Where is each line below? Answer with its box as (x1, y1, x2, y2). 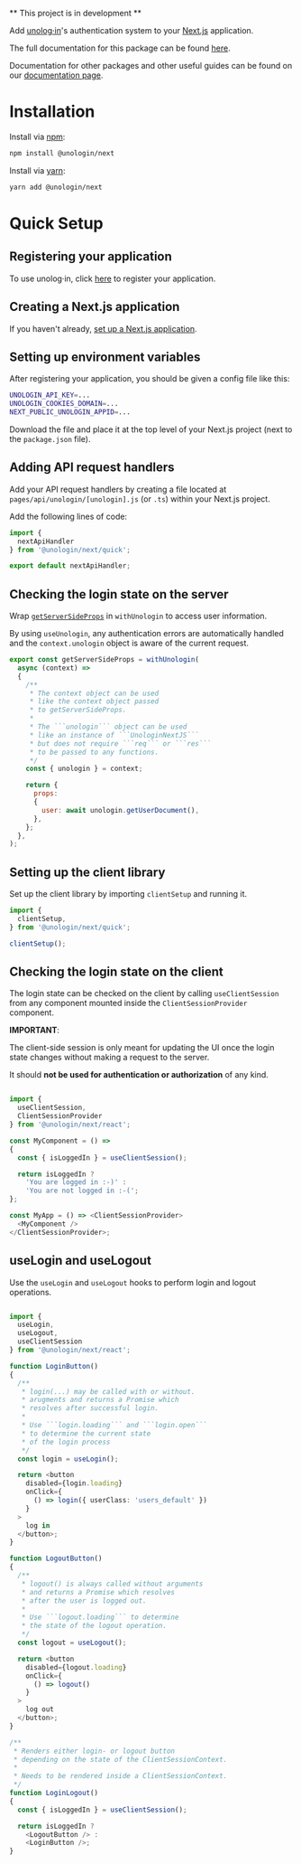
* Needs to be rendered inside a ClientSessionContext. (13, 1772, 228, 1781)
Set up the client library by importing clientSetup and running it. (9, 889, 248, 899)
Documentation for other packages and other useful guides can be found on (9, 61, 293, 71)
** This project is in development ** (9, 8, 142, 18)
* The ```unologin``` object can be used (29, 722, 187, 731)
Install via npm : (9, 131, 66, 142)
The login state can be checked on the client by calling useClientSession (9, 988, 279, 999)
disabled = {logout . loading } (25, 1662, 127, 1671)
